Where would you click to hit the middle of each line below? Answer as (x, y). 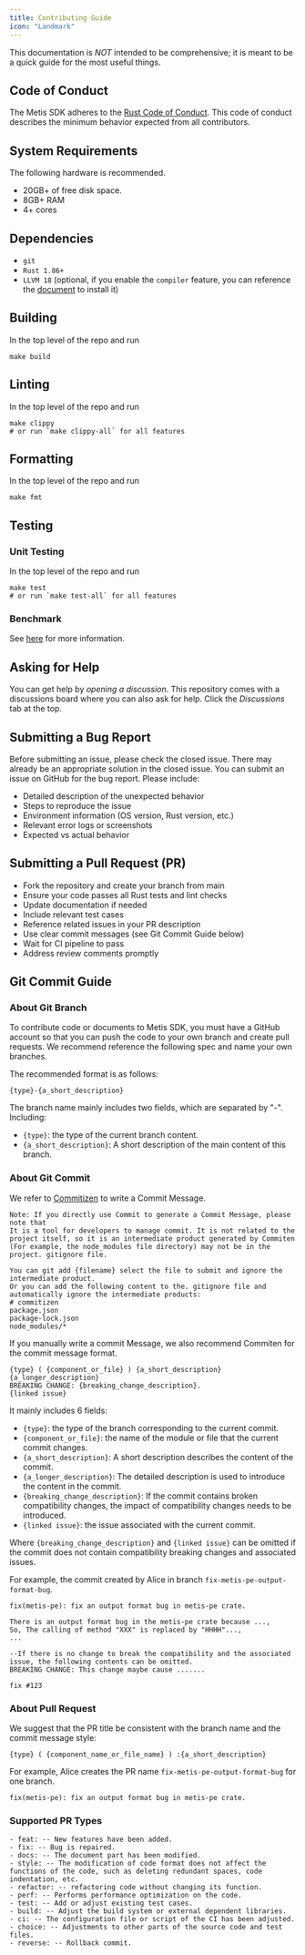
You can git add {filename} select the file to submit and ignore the (146, 1270)
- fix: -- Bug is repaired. (63, 1848)
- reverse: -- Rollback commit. (71, 1943)
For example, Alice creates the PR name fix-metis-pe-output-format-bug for (153, 1772)
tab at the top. (36, 709)
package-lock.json (44, 1318)
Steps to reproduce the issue (77, 805)
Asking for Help (55, 667)
